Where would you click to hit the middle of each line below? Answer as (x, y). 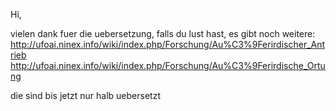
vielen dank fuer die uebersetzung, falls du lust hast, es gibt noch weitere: (163, 33)
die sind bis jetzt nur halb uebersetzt (85, 95)
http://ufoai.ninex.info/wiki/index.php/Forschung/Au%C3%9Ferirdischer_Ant (168, 44)
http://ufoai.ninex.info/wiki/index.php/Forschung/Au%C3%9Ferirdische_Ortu (168, 65)
